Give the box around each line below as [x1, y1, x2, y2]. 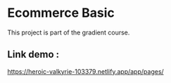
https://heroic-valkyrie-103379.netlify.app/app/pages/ [7, 67, 164, 75]
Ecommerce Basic [7, 5, 115, 21]
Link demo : [7, 49, 60, 60]
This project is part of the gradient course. [7, 28, 130, 37]
